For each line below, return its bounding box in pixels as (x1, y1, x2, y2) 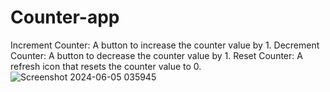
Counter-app (10, 6, 120, 29)
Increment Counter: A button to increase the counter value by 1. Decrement (10, 39, 320, 51)
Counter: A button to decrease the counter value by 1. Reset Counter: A (10, 49, 303, 61)
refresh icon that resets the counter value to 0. (10, 60, 202, 72)
